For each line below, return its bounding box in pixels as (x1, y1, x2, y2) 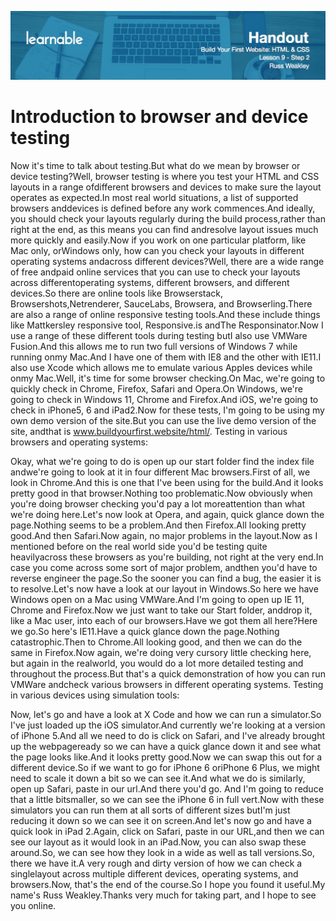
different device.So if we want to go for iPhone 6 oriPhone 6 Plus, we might (10, 761, 320, 773)
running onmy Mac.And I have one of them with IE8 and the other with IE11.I (10, 351, 322, 363)
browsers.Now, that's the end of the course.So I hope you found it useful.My (10, 878, 326, 890)
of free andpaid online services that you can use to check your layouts (10, 266, 301, 278)
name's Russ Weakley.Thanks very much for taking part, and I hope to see (10, 889, 317, 901)
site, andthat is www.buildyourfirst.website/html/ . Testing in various (10, 425, 288, 437)
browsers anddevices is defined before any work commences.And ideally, (10, 202, 316, 214)
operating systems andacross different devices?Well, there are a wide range (10, 255, 325, 267)
